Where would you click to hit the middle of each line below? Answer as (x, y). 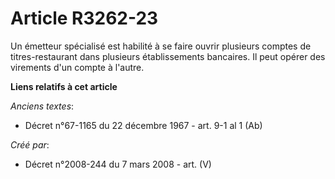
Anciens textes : (42, 106)
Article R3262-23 (84, 18)
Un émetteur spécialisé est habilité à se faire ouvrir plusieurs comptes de (161, 46)
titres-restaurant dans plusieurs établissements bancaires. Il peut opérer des (168, 56)
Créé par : (30, 144)
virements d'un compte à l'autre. (77, 67)
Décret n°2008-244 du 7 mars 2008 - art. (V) (118, 164)
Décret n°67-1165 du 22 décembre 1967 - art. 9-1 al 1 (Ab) (143, 125)
